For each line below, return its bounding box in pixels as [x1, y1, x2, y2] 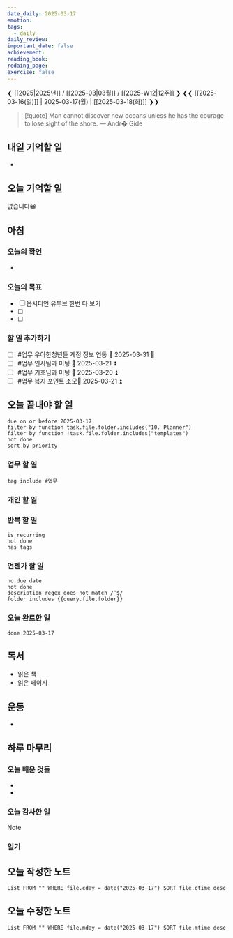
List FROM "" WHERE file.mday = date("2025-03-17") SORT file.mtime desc [7, 924, 227, 931]
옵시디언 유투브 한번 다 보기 [26, 299, 101, 308]
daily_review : [7, 36, 49, 43]
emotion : [7, 17, 33, 24]
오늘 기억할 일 [7, 182, 63, 194]
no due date [7, 577, 42, 584]
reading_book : [7, 56, 49, 63]
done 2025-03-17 [7, 629, 54, 637]
